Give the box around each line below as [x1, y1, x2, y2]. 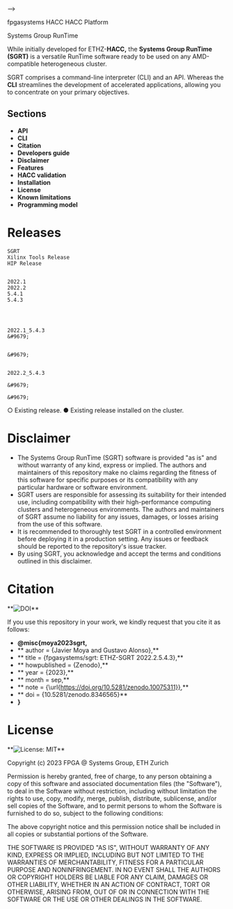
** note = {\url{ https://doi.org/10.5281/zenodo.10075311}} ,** [17, 683, 189, 691]
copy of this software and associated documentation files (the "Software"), [7, 779, 223, 787]
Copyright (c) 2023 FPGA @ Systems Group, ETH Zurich [7, 758, 169, 766]
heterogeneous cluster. [40, 60, 108, 67]
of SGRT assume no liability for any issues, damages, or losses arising [17, 513, 219, 521]
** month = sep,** [17, 675, 70, 684]
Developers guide [17, 148, 70, 157]
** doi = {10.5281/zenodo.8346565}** [17, 690, 128, 698]
